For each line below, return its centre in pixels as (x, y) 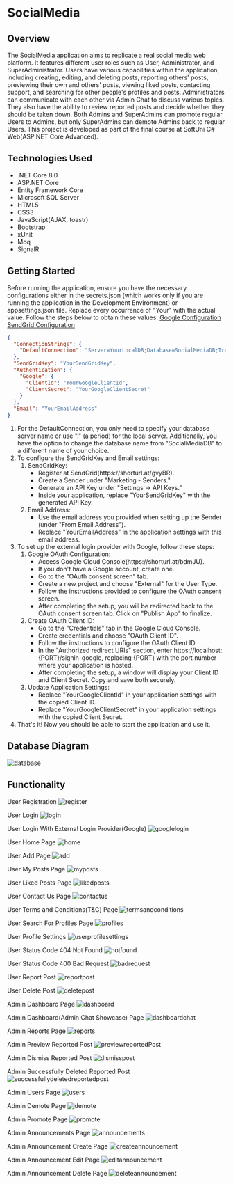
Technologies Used (50, 158)
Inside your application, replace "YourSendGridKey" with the (124, 495)
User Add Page (29, 855)
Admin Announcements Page (49, 1132)
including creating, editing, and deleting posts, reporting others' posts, (108, 77)
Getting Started (41, 271)
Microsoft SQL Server (48, 197)
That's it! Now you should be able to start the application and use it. (114, 724)
